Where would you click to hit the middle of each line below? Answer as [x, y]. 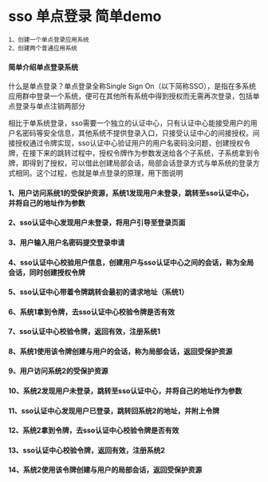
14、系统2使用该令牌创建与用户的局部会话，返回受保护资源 [105, 470]
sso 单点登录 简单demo [85, 16]
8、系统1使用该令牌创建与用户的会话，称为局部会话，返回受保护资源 [120, 351]
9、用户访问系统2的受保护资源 [58, 371]
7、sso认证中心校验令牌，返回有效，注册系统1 [85, 332]
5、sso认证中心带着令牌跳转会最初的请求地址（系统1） [99, 292]
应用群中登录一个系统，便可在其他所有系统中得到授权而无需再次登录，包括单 [134, 96]
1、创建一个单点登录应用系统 [49, 40]
